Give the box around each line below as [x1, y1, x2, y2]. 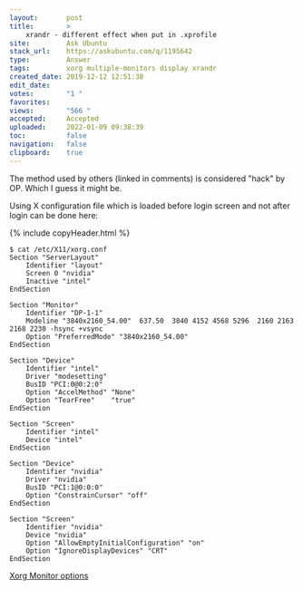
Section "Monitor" [9, 300, 79, 309]
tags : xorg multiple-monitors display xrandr [9, 64, 218, 73]
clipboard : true [9, 148, 83, 157]
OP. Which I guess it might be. [9, 182, 122, 193]
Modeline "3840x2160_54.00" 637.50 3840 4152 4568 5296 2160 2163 [25, 316, 295, 325]
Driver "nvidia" [25, 475, 88, 484]
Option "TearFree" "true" [25, 395, 136, 404]
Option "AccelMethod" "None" [25, 387, 136, 397]
